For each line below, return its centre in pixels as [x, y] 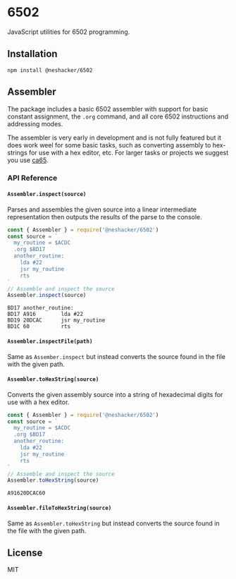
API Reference [32, 178]
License [25, 553]
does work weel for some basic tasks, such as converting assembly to [109, 145]
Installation [32, 54]
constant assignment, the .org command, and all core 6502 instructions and [118, 116]
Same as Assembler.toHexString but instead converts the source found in [113, 523]
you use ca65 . [28, 160]
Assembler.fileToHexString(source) [60, 508]
